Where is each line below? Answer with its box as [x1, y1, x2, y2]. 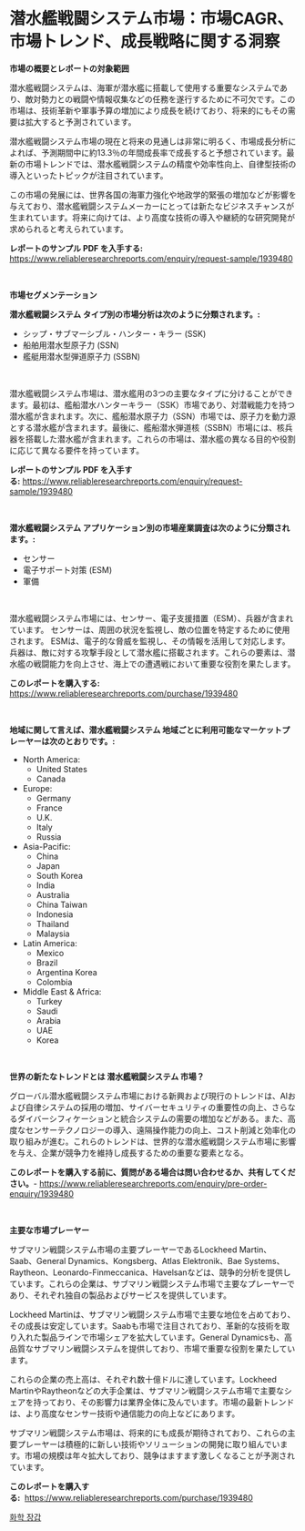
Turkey [36, 995, 63, 1006]
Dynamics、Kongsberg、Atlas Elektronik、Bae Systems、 [67, 1255, 285, 1266]
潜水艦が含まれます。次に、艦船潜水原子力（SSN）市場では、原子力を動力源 [9, 411, 296, 422]
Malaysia [36, 928, 70, 939]
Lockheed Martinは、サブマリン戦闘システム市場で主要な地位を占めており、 [9, 1309, 296, 1320]
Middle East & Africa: [22, 985, 102, 997]
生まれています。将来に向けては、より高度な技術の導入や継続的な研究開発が [9, 211, 296, 223]
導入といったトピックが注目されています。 [9, 169, 168, 180]
